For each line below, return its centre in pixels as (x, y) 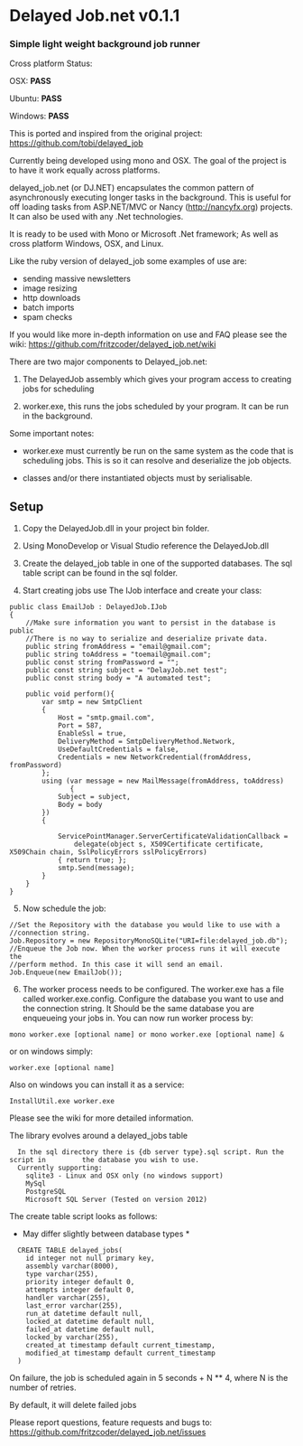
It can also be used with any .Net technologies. (96, 217)
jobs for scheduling (58, 389)
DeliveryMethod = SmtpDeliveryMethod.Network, (147, 742)
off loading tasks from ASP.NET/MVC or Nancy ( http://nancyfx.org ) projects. (151, 207)
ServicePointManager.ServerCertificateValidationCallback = (173, 837)
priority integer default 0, (80, 1282)
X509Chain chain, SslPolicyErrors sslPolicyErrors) (108, 852)
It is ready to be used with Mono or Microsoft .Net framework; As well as (144, 234)
